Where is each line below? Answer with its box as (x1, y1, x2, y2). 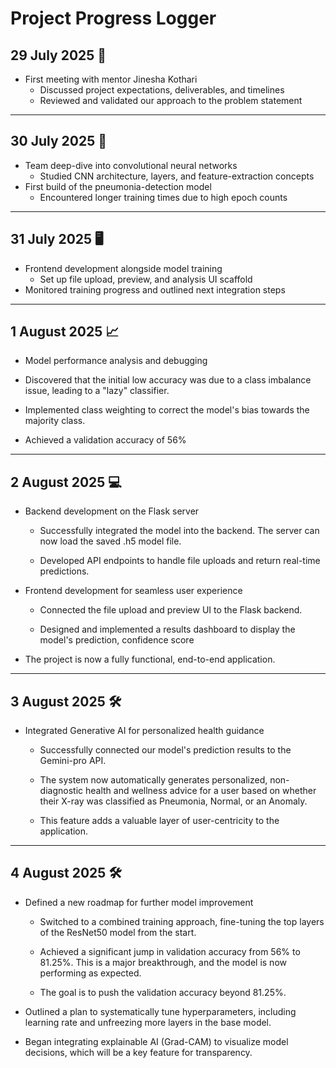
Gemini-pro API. (39, 755, 107, 767)
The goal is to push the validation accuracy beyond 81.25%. (39, 986, 287, 998)
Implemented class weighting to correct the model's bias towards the (24, 404, 310, 416)
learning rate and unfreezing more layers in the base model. (24, 1016, 272, 1028)
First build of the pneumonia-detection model (24, 180, 212, 192)
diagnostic (39, 785, 84, 797)
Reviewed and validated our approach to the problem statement (39, 95, 303, 106)
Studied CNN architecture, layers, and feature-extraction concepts (39, 170, 315, 182)
